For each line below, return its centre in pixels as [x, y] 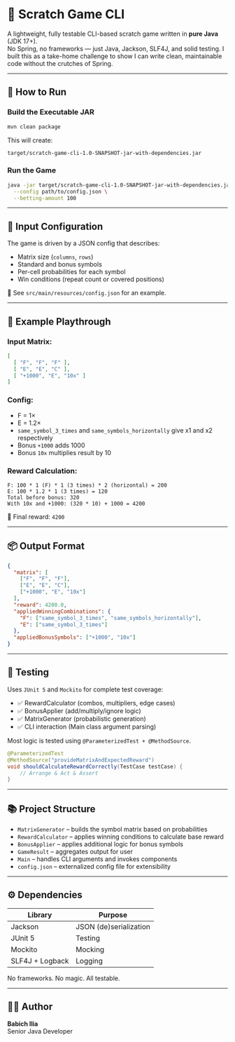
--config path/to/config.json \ [61, 191]
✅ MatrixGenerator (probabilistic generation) [82, 719]
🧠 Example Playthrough [59, 322]
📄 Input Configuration [55, 226]
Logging [89, 961]
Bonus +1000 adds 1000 [51, 445]
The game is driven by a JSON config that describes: [84, 243]
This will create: [30, 140]
